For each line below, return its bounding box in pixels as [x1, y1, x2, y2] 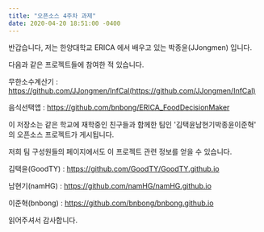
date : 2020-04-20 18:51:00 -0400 [8, 19, 121, 27]
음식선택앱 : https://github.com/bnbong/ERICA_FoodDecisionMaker [8, 102, 230, 112]
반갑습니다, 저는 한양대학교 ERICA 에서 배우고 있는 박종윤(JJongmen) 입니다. [8, 42, 253, 52]
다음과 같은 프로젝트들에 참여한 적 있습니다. [8, 60, 145, 69]
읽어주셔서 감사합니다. [8, 215, 78, 225]
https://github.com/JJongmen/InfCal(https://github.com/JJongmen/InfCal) [8, 85, 256, 95]
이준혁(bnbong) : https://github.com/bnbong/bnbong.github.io [8, 198, 214, 208]
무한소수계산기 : [8, 77, 59, 86]
